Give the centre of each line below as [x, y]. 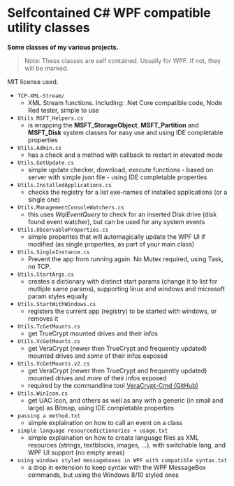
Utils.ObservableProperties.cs [63, 230]
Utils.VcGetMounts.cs [49, 341]
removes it [43, 318]
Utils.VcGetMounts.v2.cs [53, 363]
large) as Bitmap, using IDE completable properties [101, 408]
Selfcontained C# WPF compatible [109, 13]
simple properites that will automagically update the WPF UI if [117, 237]
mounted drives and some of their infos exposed [97, 356]
